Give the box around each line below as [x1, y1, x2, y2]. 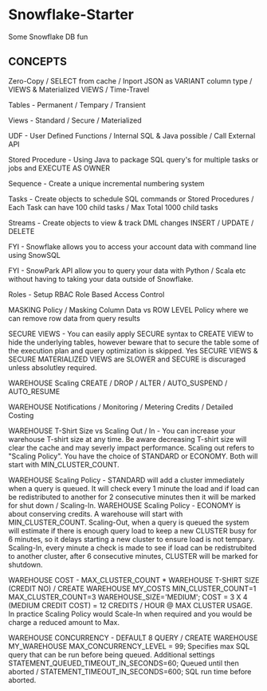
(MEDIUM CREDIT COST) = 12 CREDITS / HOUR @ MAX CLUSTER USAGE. [8, 600, 253, 610]
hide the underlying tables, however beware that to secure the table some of [8, 337, 260, 347]
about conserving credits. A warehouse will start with [8, 509, 183, 518]
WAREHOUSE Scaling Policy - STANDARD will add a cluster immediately [8, 475, 245, 485]
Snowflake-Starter [8, 6, 134, 24]
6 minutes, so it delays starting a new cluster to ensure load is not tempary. [8, 534, 255, 544]
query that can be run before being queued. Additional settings [8, 650, 215, 659]
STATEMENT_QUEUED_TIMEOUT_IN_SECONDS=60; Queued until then [8, 658, 239, 668]
